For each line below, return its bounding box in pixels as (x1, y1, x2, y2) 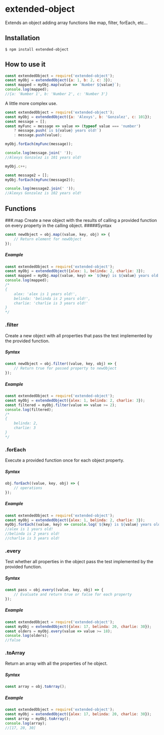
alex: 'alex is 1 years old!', (14, 291, 78, 297)
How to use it (5, 60, 46, 69)
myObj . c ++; (5, 163, 27, 169)
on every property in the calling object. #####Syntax (5, 222, 112, 228)
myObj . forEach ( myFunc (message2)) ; (5, 177, 76, 182)
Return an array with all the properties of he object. (5, 660, 108, 666)
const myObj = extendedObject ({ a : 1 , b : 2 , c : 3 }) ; (5, 78, 113, 83)
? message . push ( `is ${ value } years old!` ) (14, 128, 102, 133)
